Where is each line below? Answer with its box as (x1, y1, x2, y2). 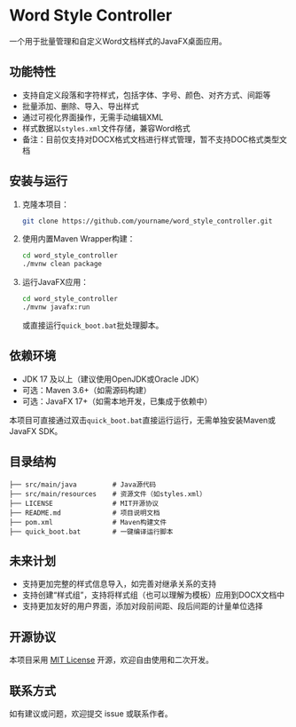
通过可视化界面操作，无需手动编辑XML (21, 112, 164, 122)
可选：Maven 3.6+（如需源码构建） (21, 384, 152, 395)
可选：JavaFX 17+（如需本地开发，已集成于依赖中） (21, 396, 213, 407)
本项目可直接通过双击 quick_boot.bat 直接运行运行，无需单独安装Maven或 (9, 415, 277, 425)
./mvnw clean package (21, 259, 102, 269)
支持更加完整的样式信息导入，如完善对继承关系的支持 (21, 579, 217, 589)
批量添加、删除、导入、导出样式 (21, 100, 139, 111)
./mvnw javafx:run (21, 303, 90, 312)
